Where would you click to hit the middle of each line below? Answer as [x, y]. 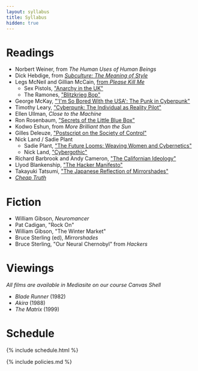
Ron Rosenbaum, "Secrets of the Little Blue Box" [75, 120]
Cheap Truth [31, 178]
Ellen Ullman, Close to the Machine [58, 114]
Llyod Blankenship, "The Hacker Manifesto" [69, 165]
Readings [30, 53]
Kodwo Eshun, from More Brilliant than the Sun [73, 127]
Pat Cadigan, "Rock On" [44, 225]
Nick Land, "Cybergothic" [55, 152]
